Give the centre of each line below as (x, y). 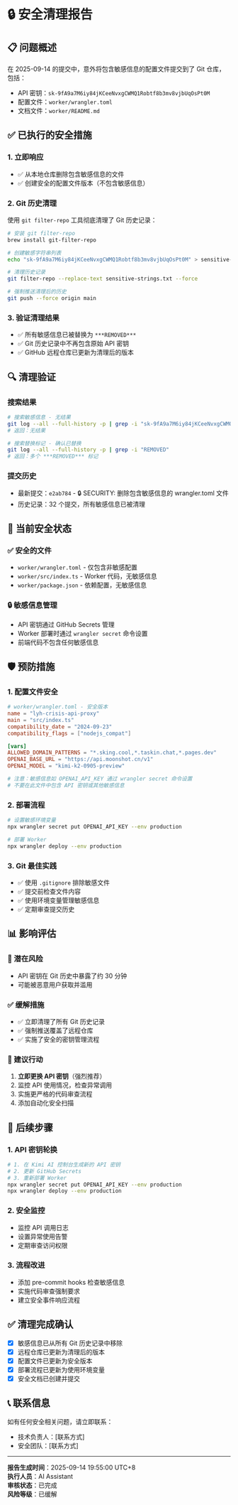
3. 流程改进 (26, 1266)
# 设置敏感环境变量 (32, 820)
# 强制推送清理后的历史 (37, 292)
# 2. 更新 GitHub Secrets (44, 1171)
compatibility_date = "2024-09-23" (60, 727)
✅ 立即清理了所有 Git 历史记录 (61, 1021)
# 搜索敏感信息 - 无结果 (39, 417)
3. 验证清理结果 (34, 318)
